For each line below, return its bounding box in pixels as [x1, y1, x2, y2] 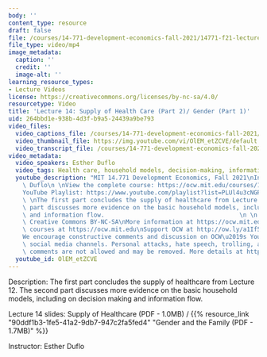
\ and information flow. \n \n [22, 211, 258, 219]
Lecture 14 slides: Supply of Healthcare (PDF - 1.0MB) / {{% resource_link [8, 309, 250, 318]
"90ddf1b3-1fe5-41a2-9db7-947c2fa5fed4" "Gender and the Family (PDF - [8, 317, 253, 327]
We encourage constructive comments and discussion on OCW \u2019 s [22, 233, 247, 241]
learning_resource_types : [8, 78, 94, 86]
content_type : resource [8, 19, 87, 27]
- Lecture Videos [8, 85, 66, 94]
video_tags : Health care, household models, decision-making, [15, 167, 226, 175]
